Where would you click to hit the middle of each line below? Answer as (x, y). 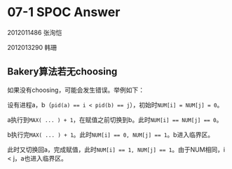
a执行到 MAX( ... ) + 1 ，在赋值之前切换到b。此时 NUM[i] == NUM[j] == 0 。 (115, 119)
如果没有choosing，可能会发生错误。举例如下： (76, 90)
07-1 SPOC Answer (64, 12)
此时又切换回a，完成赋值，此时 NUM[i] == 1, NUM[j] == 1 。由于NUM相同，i (116, 149)
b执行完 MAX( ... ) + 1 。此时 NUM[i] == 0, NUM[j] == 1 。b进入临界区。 (111, 135)
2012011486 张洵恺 (35, 32)
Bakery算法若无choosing (62, 72)
